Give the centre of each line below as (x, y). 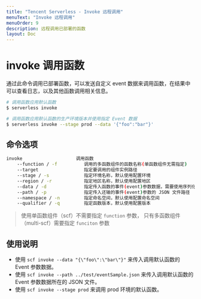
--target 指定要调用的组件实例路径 (77, 170)
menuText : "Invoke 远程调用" (41, 17)
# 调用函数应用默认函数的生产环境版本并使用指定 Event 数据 (72, 119)
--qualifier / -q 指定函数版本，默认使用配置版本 (84, 204)
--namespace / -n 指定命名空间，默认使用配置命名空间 (88, 198)
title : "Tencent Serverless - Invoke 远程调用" (65, 12)
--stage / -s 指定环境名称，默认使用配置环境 (84, 175)
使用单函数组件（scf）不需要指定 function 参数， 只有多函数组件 (100, 216)
